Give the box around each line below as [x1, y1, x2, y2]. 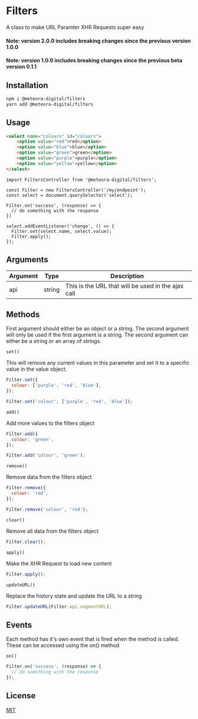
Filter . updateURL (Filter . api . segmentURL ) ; [6, 603, 112, 609]
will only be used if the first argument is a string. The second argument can [6, 331, 189, 338]
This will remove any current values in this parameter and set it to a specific [6, 359, 190, 367]
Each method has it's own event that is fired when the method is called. [6, 635, 180, 643]
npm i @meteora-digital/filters [6, 95, 85, 101]
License [6, 691, 36, 701]
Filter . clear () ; [6, 539, 46, 545]
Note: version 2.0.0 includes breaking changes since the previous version [6, 37, 192, 44]
